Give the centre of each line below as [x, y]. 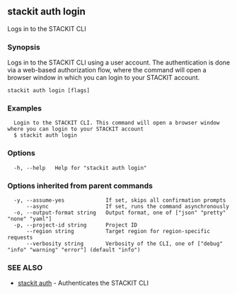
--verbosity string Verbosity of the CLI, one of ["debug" [124, 244]
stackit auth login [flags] [49, 91]
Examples [25, 108]
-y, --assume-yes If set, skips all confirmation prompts [120, 200]
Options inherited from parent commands [80, 186]
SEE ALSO [25, 267]
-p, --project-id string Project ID [76, 225]
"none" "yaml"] [30, 219]
